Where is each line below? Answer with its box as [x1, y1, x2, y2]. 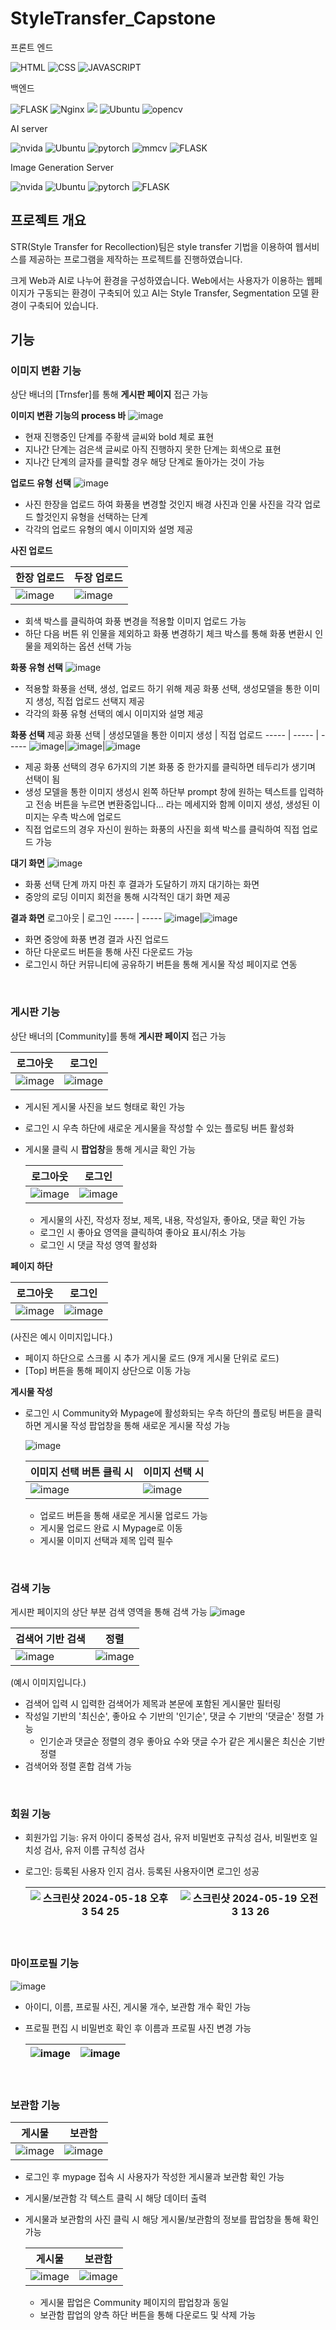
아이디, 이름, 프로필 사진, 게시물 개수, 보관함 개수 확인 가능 [24, 2000, 252, 2012]
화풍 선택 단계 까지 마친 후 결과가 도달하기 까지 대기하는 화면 [24, 878, 260, 891]
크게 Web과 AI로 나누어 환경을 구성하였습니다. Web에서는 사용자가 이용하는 [10, 274, 305, 286]
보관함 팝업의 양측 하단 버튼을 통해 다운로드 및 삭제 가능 [39, 2308, 257, 2321]
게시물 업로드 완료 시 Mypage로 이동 [39, 1522, 183, 1534]
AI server [10, 122, 48, 134]
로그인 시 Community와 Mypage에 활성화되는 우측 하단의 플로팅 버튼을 [24, 1407, 304, 1419]
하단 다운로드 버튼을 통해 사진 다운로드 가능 [24, 946, 194, 958]
